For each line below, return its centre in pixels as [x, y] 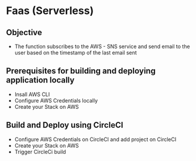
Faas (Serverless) [50, 11]
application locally [40, 80]
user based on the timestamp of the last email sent [76, 53]
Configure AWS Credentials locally [56, 100]
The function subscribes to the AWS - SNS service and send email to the [102, 46]
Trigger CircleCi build [40, 152]
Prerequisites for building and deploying [81, 71]
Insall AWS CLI [32, 94]
